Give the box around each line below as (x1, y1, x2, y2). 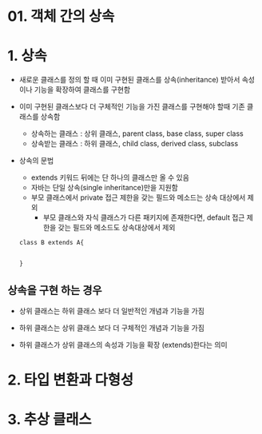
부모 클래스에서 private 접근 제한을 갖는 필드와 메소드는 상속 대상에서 (30, 193, 246, 202)
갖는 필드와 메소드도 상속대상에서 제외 (58, 223, 176, 233)
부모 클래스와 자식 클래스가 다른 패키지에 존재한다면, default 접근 (42, 213, 245, 222)
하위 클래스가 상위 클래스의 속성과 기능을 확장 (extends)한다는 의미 (18, 340, 228, 349)
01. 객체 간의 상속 (7, 7, 115, 26)
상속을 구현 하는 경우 (7, 283, 102, 297)
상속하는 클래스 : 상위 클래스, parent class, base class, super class (30, 129, 244, 138)
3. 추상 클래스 (7, 411, 93, 428)
